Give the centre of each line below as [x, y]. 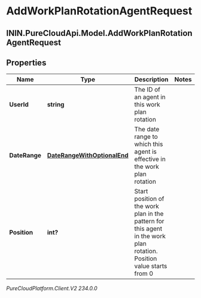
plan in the [149, 214]
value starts [151, 266]
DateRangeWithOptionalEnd [88, 156]
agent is [146, 152]
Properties [26, 63]
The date [147, 129]
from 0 [144, 273]
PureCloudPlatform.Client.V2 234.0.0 [52, 288]
